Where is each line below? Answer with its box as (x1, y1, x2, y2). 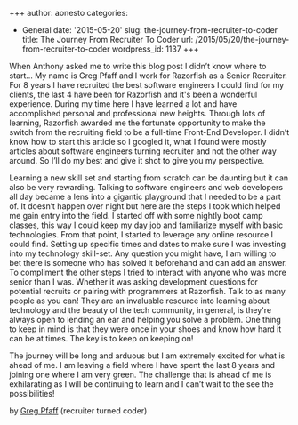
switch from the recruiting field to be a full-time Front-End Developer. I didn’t (9, 127, 290, 137)
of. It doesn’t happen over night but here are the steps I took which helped (9, 201, 281, 212)
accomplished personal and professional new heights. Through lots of (9, 108, 266, 118)
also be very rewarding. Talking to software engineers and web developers (9, 182, 283, 192)
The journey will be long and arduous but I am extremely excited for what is (9, 350, 286, 361)
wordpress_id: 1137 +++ (111, 44, 199, 54)
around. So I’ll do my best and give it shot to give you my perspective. (9, 156, 265, 165)
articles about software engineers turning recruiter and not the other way (9, 146, 278, 156)
